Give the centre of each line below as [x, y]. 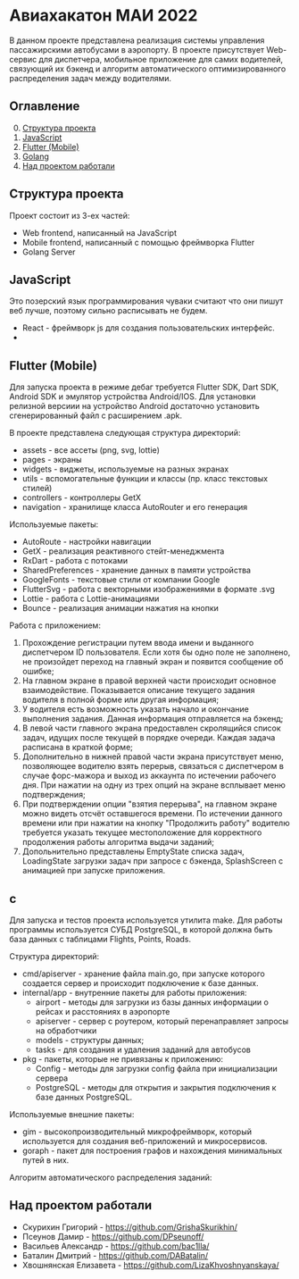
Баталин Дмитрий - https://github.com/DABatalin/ [115, 1255]
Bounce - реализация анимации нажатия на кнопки [120, 608]
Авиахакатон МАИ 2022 [104, 16]
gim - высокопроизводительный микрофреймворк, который [137, 1132]
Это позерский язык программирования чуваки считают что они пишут [146, 301]
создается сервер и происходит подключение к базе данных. [140, 983]
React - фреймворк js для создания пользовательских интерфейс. [148, 328]
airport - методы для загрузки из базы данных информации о [152, 1002]
